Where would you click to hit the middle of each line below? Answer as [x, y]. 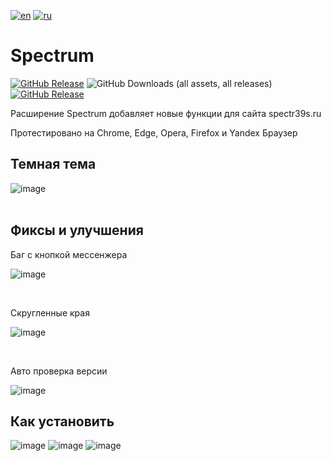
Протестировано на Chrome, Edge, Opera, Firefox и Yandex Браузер [154, 132]
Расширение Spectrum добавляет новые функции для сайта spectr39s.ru [166, 113]
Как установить [62, 421]
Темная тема [53, 164]
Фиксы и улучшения [77, 230]
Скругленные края [50, 312]
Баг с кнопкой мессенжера [69, 254]
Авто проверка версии [59, 371]
